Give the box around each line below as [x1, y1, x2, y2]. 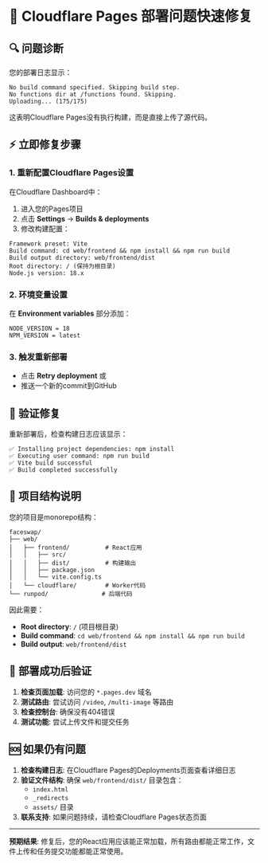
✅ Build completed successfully [9, 466, 118, 474]
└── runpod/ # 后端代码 [9, 590, 134, 598]
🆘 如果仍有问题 [9, 743, 87, 756]
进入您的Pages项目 [20, 204, 84, 214]
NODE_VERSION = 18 [9, 324, 70, 332]
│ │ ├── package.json [9, 566, 95, 574]
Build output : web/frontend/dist [20, 639, 127, 649]
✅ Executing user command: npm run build [9, 452, 150, 461]
